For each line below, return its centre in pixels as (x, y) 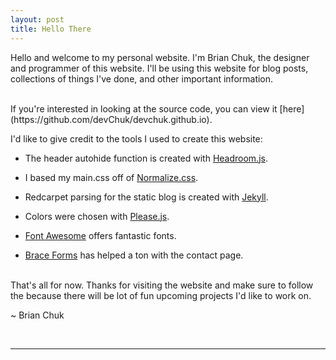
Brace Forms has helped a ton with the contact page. (134, 255)
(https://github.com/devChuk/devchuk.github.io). (111, 119)
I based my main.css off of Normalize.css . (111, 177)
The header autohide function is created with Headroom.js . (146, 158)
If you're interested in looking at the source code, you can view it (144, 108)
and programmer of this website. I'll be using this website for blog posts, (159, 68)
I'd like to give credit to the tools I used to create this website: (136, 138)
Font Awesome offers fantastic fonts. (100, 235)
